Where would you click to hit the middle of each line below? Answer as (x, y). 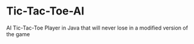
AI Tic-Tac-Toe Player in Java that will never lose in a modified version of (97, 28)
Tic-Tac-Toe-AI (45, 11)
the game (18, 34)
